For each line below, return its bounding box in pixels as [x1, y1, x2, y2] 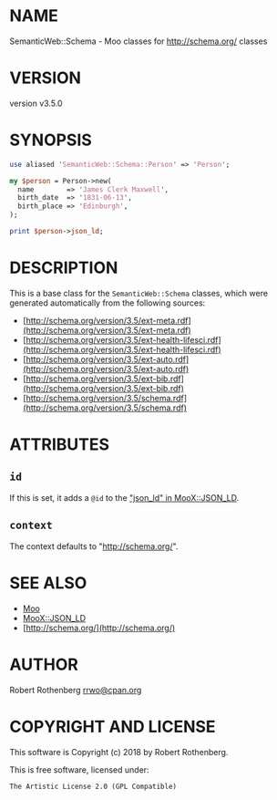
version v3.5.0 [9, 98, 63, 109]
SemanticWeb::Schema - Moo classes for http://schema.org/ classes [9, 36, 268, 47]
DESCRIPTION [9, 257, 118, 278]
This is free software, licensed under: [9, 764, 149, 775]
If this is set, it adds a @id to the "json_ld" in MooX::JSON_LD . [9, 492, 240, 503]
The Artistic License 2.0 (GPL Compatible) [9, 782, 178, 791]
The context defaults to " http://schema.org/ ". [9, 540, 179, 552]
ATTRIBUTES [9, 434, 110, 455]
